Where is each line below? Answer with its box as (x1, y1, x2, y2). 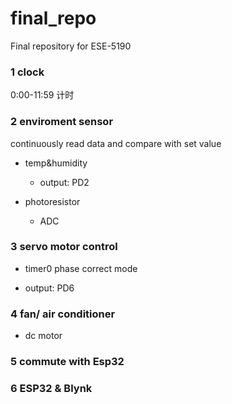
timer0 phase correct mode (24, 262, 138, 274)
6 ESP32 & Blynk (10, 381, 93, 395)
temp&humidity (24, 157, 88, 169)
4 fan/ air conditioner (10, 307, 116, 321)
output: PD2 (39, 176, 90, 188)
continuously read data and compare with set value (10, 137, 222, 149)
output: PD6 (24, 282, 75, 294)
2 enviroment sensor (10, 115, 114, 129)
